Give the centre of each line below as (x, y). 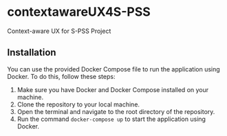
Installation (32, 53)
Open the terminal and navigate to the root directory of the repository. (116, 111)
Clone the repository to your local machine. (78, 104)
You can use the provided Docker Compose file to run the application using (113, 69)
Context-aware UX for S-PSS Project (59, 31)
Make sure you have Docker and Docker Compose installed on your (113, 89)
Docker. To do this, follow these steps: (61, 76)
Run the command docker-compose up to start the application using (111, 119)
